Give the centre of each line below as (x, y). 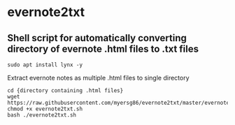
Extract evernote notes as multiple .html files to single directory (99, 78)
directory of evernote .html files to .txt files (103, 49)
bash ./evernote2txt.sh (42, 115)
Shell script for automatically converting (97, 38)
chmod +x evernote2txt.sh (45, 109)
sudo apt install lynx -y (45, 65)
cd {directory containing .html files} (65, 91)
